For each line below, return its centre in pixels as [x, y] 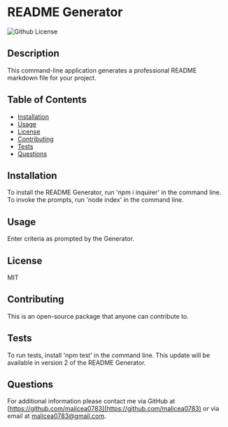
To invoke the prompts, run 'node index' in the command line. [95, 200]
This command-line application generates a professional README [102, 70]
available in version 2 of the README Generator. [77, 362]
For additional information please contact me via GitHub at [91, 401]
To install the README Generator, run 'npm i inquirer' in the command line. [114, 192]
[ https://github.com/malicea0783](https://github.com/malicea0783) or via [113, 409]
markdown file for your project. [52, 78]
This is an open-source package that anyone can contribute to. [98, 316]
